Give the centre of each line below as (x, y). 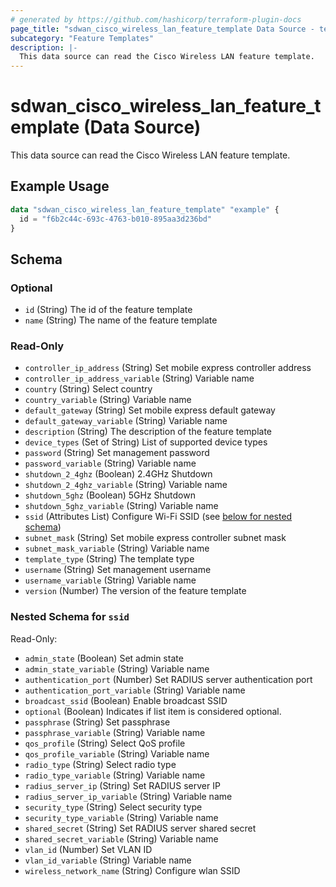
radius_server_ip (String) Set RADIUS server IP (122, 785)
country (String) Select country (88, 389)
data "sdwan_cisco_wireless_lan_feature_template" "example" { (145, 209)
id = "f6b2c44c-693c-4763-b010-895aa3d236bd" (116, 219)
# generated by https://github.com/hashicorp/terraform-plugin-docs (156, 19)
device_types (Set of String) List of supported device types (146, 442)
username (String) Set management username (118, 570)
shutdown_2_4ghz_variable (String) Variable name (126, 485)
